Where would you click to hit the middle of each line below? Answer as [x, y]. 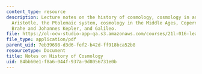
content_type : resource [36, 12]
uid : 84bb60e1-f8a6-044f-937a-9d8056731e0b [62, 61]
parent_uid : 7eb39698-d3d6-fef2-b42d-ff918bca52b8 [71, 45]
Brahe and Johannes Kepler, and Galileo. [64, 28]
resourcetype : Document [36, 51]
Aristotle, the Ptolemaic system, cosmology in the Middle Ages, [95, 23]
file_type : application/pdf [41, 39]
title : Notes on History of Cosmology [55, 56]
